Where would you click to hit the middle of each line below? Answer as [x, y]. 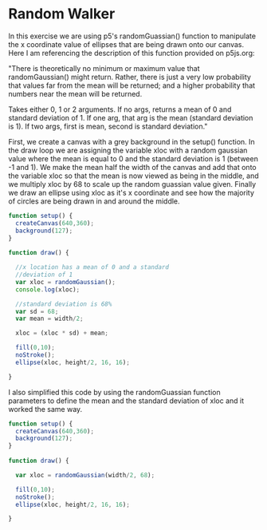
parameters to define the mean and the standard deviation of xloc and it [126, 401]
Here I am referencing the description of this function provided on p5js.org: [132, 53]
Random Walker [62, 14]
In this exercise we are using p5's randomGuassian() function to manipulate [132, 36]
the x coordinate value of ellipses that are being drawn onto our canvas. [126, 44]
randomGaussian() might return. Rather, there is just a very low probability [130, 77]
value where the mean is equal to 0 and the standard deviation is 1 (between [133, 158]
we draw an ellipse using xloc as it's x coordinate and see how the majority [132, 192]
